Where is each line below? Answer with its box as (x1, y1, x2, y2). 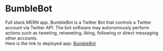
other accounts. (5, 35, 38, 41)
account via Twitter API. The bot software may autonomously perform (5, 24, 149, 30)
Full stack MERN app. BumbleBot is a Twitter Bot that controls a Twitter (5, 19, 151, 25)
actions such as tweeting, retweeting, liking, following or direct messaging (5, 30, 158, 36)
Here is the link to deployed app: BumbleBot (5, 40, 96, 46)
